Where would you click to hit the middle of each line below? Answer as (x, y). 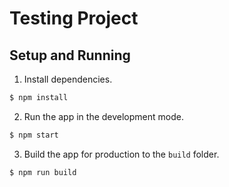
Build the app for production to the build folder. (121, 154)
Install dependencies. (68, 79)
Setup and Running (70, 55)
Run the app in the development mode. (103, 116)
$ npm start (34, 135)
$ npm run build (43, 172)
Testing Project (74, 18)
